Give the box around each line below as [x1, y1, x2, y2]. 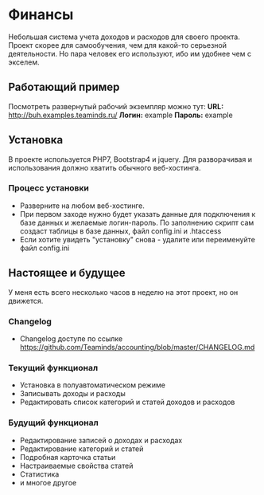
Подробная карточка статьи [19, 452, 116, 462]
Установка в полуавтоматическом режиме [19, 380, 165, 390]
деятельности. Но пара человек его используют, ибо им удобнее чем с [8, 49, 252, 58]
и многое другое [19, 477, 77, 487]
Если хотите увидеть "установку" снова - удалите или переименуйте [19, 234, 256, 244]
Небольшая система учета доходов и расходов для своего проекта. [8, 32, 240, 41]
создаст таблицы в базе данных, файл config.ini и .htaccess [19, 226, 222, 236]
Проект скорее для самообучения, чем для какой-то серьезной [8, 40, 227, 49]
